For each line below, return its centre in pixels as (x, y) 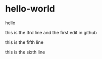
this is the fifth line (24, 42)
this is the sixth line (25, 52)
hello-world (30, 9)
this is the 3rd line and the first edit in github (51, 32)
